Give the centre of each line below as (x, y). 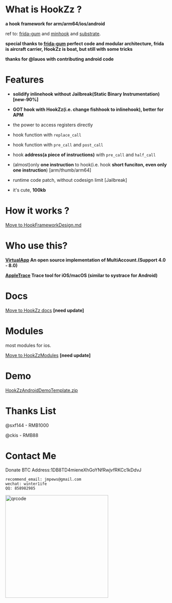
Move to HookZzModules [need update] (48, 355)
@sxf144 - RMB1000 (27, 425)
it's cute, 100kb (29, 190)
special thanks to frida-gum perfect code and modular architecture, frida (85, 43)
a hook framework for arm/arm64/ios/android (55, 24)
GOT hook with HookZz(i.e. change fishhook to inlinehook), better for (88, 109)
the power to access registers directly (53, 125)
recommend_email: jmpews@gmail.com (43, 479)
